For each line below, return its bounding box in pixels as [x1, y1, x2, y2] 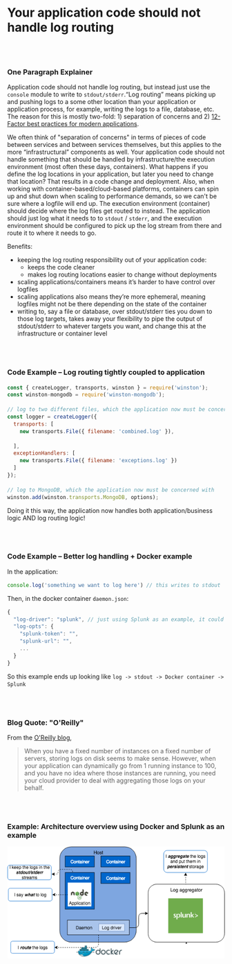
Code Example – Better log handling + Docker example [7, 552, 193, 561]
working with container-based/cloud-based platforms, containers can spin [7, 185, 219, 193]
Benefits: [7, 243, 33, 251]
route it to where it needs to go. [7, 229, 97, 237]
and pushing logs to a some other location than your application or [7, 98, 197, 106]
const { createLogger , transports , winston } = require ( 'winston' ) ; [7, 384, 209, 391]
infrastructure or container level [17, 329, 108, 338]
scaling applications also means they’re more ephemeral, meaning [17, 292, 206, 301]
